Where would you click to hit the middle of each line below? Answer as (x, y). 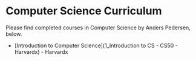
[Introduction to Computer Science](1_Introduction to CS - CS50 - (96, 45)
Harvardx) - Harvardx (41, 51)
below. (14, 33)
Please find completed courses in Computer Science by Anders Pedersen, (98, 28)
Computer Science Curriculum (84, 11)
